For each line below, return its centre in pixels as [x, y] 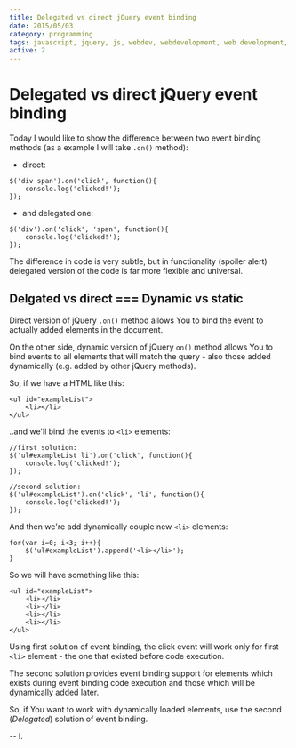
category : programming [51, 34]
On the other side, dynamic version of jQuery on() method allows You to [141, 347]
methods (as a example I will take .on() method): [99, 148]
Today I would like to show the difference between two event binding [136, 138]
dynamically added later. [54, 692]
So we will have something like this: [74, 575]
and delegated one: [58, 213]
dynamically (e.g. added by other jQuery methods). [103, 366]
